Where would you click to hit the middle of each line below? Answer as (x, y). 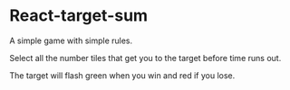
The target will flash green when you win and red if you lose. (122, 75)
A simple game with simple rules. (71, 40)
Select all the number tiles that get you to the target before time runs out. (145, 58)
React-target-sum (78, 16)
